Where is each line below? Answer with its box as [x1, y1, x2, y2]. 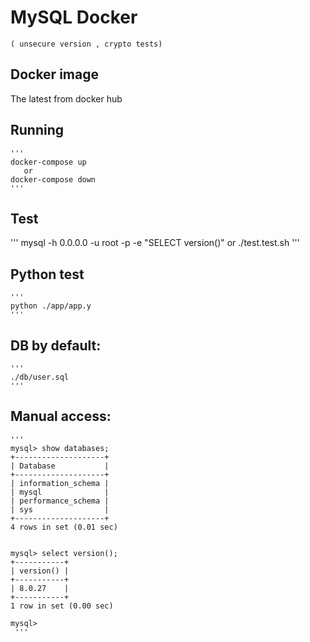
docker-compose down [10, 174, 97, 185]
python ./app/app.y [10, 301, 92, 311]
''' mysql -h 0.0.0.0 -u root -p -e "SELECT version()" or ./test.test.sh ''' [10, 237, 300, 249]
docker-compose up [10, 157, 87, 167]
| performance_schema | [10, 496, 110, 506]
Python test [10, 266, 85, 283]
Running [10, 122, 65, 139]
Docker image [10, 66, 99, 83]
